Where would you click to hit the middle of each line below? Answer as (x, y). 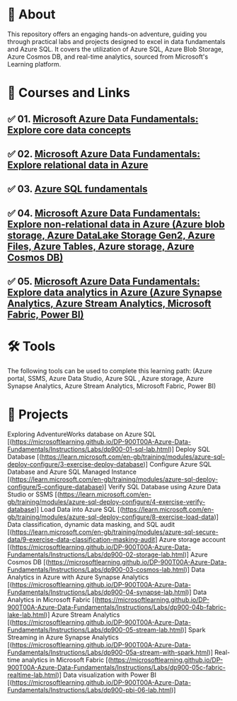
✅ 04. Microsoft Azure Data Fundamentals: (104, 213)
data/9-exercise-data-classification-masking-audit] (82, 539)
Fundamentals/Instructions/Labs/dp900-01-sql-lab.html (88, 449)
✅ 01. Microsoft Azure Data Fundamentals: (103, 119)
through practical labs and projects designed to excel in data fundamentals (116, 41)
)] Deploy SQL (190, 449)
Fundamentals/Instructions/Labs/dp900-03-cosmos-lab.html (96, 569)
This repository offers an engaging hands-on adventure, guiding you (107, 34)
